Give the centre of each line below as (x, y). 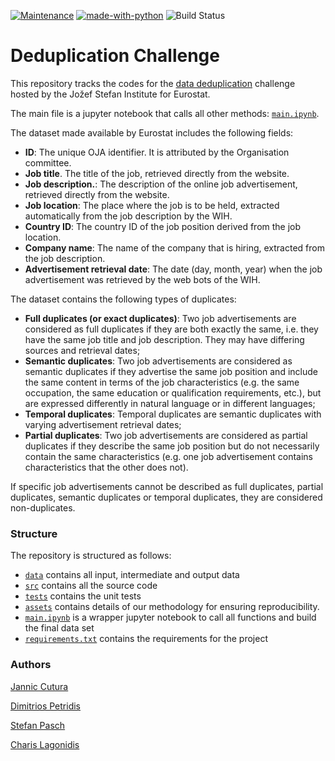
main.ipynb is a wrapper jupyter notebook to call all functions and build (170, 617)
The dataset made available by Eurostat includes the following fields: (152, 132)
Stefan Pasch (38, 725)
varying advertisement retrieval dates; (103, 424)
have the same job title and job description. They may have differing (164, 339)
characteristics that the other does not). (106, 467)
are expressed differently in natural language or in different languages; (170, 403)
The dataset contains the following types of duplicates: (123, 299)
